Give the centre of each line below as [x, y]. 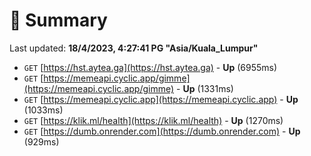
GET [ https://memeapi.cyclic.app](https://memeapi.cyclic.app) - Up [161, 99]
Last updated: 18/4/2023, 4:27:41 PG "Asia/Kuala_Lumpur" [134, 48]
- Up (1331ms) [205, 88]
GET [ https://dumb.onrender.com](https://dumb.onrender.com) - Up [162, 131]
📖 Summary [58, 20]
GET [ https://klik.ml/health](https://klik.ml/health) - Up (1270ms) [153, 120]
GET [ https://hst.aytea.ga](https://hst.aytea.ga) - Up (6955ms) [150, 67]
